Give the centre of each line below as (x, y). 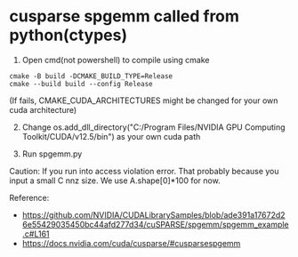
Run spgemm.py (52, 154)
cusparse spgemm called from (125, 16)
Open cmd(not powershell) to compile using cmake (116, 60)
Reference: (29, 197)
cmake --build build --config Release (81, 84)
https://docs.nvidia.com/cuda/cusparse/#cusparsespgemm (131, 243)
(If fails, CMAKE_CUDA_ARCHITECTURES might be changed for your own (144, 100)
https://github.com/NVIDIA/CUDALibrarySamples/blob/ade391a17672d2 (154, 214)
